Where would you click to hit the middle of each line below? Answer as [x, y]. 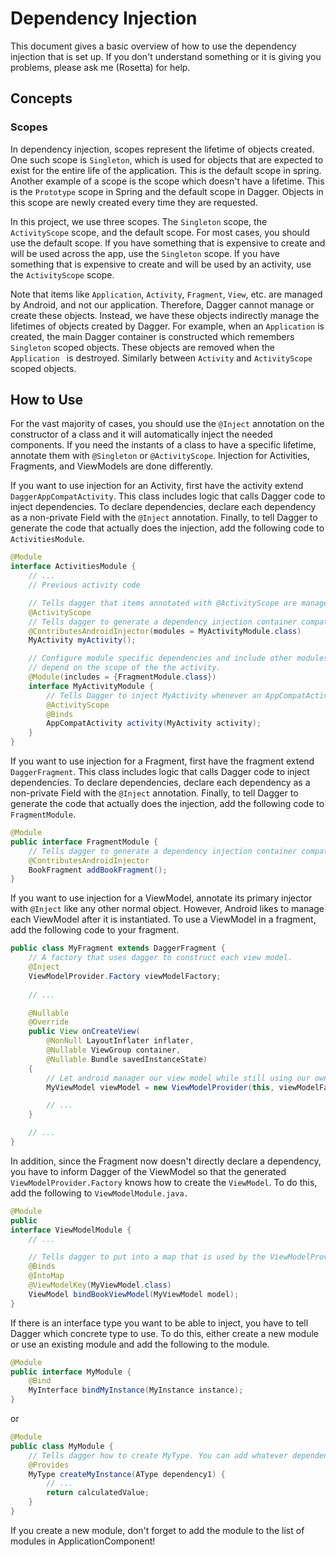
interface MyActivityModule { [91, 686]
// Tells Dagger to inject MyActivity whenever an [154, 695]
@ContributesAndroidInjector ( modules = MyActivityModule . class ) [165, 631]
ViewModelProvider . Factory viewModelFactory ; [125, 976]
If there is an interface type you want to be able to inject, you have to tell [159, 1323]
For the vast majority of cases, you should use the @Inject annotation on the [167, 424]
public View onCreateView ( [84, 1032]
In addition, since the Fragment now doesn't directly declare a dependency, [166, 1161]
